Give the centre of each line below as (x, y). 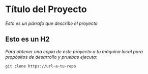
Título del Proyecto (46, 9)
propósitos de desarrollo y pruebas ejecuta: (51, 57)
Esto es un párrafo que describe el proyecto (52, 23)
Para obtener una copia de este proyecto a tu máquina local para (74, 51)
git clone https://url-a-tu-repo (41, 66)
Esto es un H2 (27, 39)
